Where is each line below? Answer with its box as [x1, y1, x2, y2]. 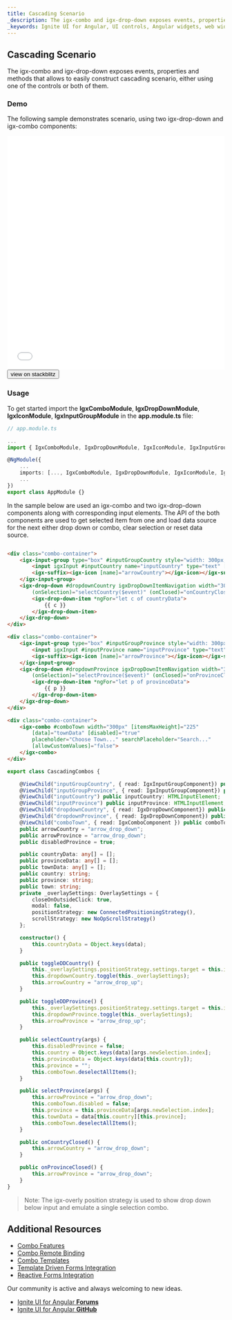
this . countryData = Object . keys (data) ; [32, 940, 147, 948]
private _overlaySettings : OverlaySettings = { [19, 890, 159, 897]
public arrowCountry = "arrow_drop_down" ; [19, 825, 144, 832]
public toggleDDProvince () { [19, 998, 104, 1005]
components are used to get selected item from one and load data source [7, 516, 217, 524]
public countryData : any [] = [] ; [19, 851, 116, 858]
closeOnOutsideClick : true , [32, 896, 113, 903]
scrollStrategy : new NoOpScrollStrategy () [32, 915, 156, 922]
